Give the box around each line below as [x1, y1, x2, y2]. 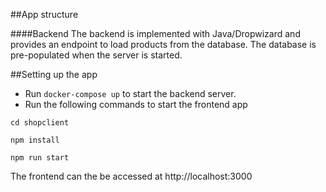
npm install [10, 135, 60, 145]
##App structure [10, 9, 79, 20]
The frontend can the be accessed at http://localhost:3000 [10, 170, 253, 182]
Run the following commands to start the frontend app [24, 99, 248, 110]
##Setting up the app [10, 69, 98, 80]
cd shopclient [10, 118, 70, 128]
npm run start [10, 153, 70, 163]
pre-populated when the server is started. [10, 49, 183, 61]
